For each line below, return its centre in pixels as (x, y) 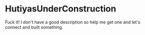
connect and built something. (34, 27)
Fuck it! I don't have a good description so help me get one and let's (73, 22)
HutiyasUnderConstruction (61, 9)
